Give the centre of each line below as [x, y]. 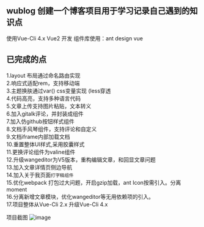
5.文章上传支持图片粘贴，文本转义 [49, 106]
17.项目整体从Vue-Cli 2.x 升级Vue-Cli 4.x [57, 204]
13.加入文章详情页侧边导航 [39, 167]
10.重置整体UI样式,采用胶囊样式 [46, 144]
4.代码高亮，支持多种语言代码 [44, 98]
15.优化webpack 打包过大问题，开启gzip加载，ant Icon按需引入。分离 [94, 182]
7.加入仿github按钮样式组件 [40, 121]
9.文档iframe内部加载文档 [38, 136]
